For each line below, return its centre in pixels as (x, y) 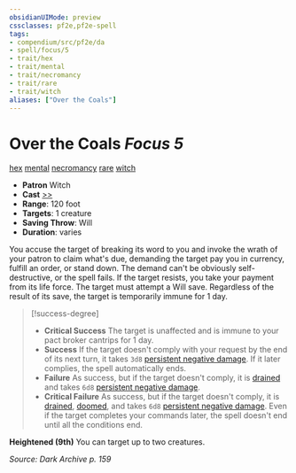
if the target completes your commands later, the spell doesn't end (166, 415)
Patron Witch (46, 185)
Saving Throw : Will (57, 223)
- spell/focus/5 (39, 50)
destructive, (31, 278)
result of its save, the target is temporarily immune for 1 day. (119, 297)
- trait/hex (31, 58)
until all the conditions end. (93, 425)
